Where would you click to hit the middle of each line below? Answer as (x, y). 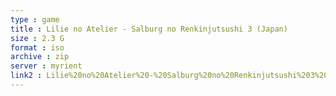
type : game (35, 19)
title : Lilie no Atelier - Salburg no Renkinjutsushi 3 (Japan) (149, 29)
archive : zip (40, 57)
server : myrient (46, 66)
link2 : (26, 76)
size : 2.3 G (37, 38)
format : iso (37, 47)
